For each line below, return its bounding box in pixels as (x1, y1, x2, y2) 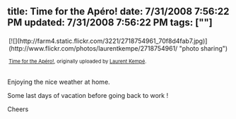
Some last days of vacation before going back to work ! (7, 91, 168, 99)
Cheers (7, 105, 29, 113)
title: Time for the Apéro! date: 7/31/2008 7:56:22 (7, 6, 230, 18)
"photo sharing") (179, 44, 228, 52)
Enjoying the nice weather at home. (7, 77, 111, 86)
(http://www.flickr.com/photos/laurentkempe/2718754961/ (8, 44, 178, 52)
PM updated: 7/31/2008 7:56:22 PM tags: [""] (7, 17, 213, 29)
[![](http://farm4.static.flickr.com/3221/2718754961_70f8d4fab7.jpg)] (8, 37, 208, 45)
